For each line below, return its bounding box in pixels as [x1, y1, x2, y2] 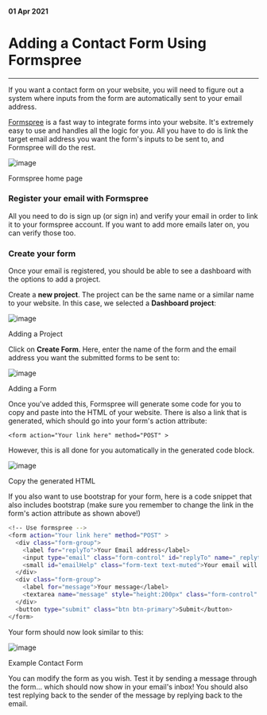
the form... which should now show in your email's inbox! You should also [8, 682, 249, 691]
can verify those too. [8, 227, 76, 238]
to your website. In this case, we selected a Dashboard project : [8, 298, 217, 308]
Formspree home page [8, 173, 83, 183]
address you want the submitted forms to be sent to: [8, 353, 180, 363]
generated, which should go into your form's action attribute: [8, 416, 208, 426]
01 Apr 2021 [8, 6, 49, 16]
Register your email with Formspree [8, 193, 149, 204]
